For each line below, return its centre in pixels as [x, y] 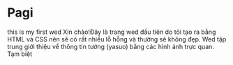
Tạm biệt [20, 54]
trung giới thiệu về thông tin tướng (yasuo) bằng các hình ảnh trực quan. [111, 46]
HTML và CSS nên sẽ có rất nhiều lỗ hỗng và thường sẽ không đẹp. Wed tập [117, 39]
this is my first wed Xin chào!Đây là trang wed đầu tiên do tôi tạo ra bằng [112, 32]
